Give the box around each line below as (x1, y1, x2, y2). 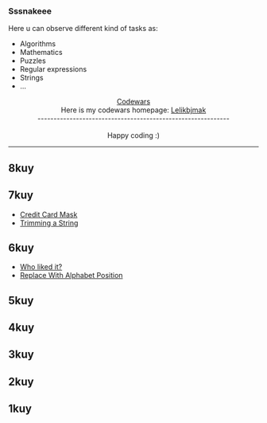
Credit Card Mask (19, 210, 78, 219)
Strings (19, 73, 44, 83)
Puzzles (19, 56, 46, 65)
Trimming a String (19, 217, 79, 228)
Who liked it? (19, 262, 63, 272)
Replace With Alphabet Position (19, 271, 123, 280)
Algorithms (19, 39, 56, 49)
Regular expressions (19, 65, 87, 74)
